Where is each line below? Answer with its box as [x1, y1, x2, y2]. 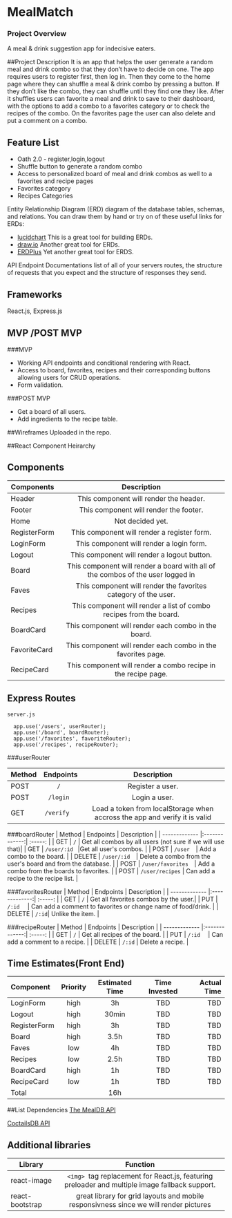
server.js [7, 711, 36, 718]
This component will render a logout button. [70, 550, 213, 560]
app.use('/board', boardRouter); [13, 729, 110, 736]
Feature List [7, 136, 59, 149]
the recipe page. [115, 669, 168, 678]
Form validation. [17, 381, 64, 389]
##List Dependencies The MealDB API [7, 1106, 116, 1114]
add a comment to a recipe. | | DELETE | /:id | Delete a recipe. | [7, 938, 188, 946]
